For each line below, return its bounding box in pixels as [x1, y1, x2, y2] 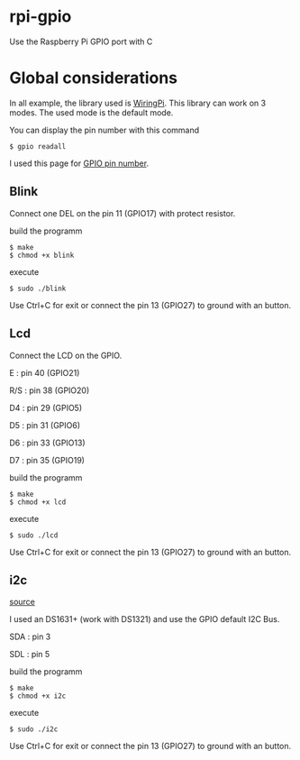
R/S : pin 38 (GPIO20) [9, 385, 90, 396]
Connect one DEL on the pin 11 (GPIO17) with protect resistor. [9, 207, 236, 218]
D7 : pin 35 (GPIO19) [9, 454, 86, 465]
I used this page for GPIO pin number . [9, 158, 150, 169]
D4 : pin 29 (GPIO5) [9, 402, 83, 413]
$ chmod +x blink [9, 251, 75, 260]
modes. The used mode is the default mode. [9, 106, 174, 118]
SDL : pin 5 [9, 649, 50, 660]
